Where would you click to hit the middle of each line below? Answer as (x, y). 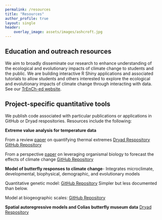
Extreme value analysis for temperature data (51, 130)
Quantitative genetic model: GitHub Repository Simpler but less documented (81, 183)
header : (13, 28)
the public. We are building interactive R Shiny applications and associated (79, 73)
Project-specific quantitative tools (58, 104)
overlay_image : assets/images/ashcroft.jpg (58, 32)
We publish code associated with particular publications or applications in (79, 116)
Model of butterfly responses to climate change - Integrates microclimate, (80, 169)
